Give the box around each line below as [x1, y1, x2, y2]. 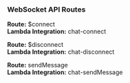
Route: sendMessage [7, 61, 68, 69]
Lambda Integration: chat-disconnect [7, 48, 115, 56]
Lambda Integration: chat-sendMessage [7, 68, 123, 76]
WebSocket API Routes [7, 5, 86, 14]
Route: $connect [7, 20, 55, 29]
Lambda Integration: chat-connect [7, 27, 107, 35]
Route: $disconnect [7, 41, 64, 49]
